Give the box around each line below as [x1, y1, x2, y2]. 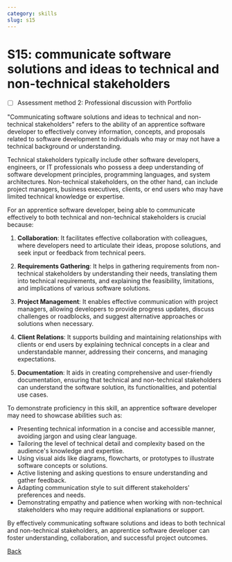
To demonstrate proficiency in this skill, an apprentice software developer [7, 404, 217, 412]
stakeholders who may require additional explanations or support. [17, 505, 205, 514]
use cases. [17, 390, 48, 399]
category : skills [7, 10, 57, 17]
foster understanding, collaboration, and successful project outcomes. [7, 534, 208, 542]
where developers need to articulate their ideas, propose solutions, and [17, 241, 222, 249]
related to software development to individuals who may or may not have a [7, 134, 220, 143]
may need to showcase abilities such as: [7, 411, 123, 419]
